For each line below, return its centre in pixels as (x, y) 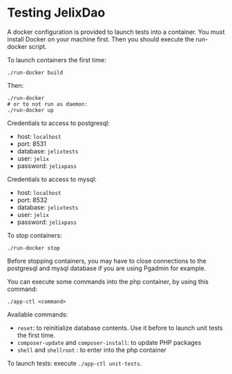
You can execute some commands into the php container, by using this (108, 281)
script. (38, 46)
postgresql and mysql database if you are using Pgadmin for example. (107, 268)
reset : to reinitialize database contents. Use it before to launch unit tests (120, 328)
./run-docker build (35, 73)
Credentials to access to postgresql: (59, 123)
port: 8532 (32, 200)
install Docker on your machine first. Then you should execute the (101, 39)
